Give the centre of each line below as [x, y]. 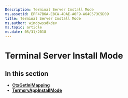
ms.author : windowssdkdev [31, 23]
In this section [27, 74]
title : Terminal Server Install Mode [43, 18]
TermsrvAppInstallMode [37, 90]
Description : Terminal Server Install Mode [50, 9]
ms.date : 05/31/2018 [26, 32]
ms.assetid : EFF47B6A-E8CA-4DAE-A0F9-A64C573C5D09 [57, 14]
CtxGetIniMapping [31, 85]
